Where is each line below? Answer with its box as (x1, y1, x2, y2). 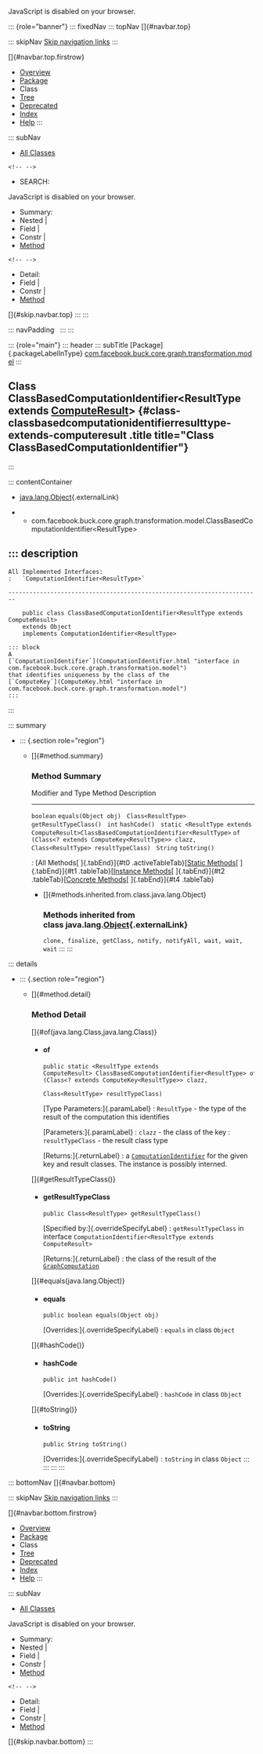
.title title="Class (128, 429, 214, 442)
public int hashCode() (42, 1376, 117, 1384)
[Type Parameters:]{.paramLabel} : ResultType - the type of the (42, 1103, 247, 1113)
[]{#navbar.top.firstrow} (8, 53, 85, 61)
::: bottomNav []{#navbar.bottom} (8, 1478, 116, 1487)
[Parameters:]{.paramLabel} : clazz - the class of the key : (42, 1127, 231, 1137)
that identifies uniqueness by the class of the (8, 671, 170, 678)
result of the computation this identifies (42, 1112, 170, 1121)
